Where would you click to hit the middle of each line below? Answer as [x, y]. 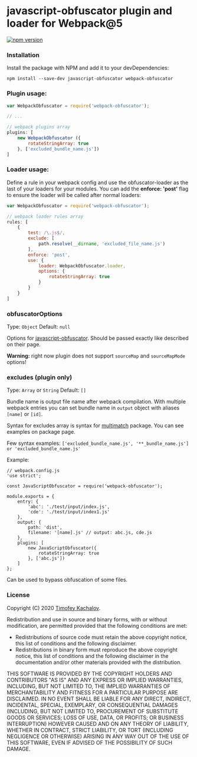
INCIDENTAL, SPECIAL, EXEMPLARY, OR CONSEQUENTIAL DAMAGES [92, 705]
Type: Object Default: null [38, 327]
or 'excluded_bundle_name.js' [44, 449]
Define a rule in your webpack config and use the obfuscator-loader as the [98, 182]
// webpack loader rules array [45, 217]
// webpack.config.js [33, 471]
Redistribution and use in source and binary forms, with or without [87, 619]
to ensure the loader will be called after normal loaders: [74, 195]
